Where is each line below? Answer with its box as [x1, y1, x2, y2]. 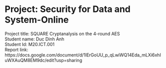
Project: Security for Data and [4, 3, 131, 15]
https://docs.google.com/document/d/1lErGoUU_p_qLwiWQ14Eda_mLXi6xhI [4, 51, 161, 58]
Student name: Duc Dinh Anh [4, 36, 64, 42]
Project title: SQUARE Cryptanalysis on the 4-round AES [4, 30, 120, 36]
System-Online [4, 14, 69, 25]
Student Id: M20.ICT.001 [4, 41, 54, 47]
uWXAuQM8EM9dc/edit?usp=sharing [4, 57, 82, 63]
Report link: [4, 46, 28, 52]
